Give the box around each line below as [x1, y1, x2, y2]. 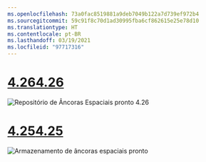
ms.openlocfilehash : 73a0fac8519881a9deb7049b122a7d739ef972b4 [7, 10, 200, 18]
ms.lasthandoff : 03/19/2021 [7, 37, 91, 44]
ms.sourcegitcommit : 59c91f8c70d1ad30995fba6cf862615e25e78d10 [7, 17, 200, 24]
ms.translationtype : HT [7, 24, 78, 31]
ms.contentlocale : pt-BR [7, 30, 81, 38]
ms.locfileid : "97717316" [7, 44, 84, 51]
